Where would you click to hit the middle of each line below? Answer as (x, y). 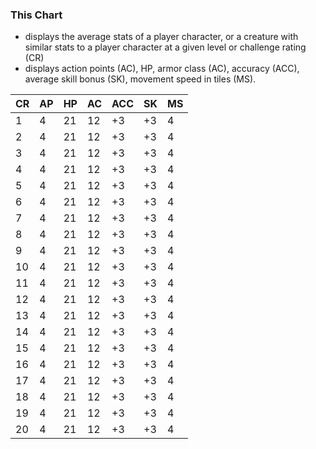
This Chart (36, 15)
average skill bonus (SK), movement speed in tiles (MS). (140, 79)
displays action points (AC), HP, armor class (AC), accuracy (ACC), (162, 69)
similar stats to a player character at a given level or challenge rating (165, 47)
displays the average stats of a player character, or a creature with (161, 37)
